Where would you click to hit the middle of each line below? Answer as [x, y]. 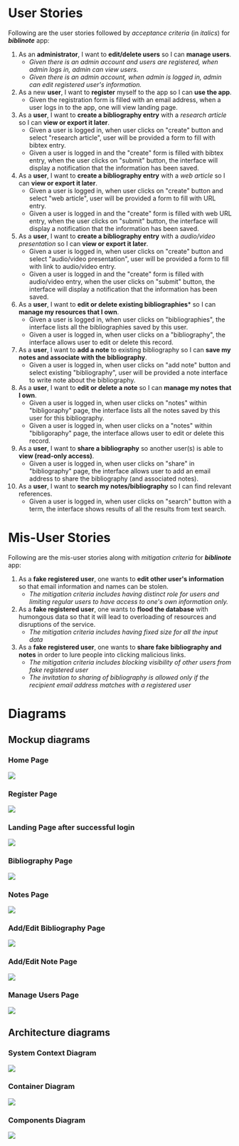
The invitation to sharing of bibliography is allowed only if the [119, 677]
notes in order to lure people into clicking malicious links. [102, 655]
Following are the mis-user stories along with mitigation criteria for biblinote [120, 557]
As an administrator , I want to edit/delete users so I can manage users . [125, 54]
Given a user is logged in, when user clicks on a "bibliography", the [127, 334]
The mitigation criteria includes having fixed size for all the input [123, 632]
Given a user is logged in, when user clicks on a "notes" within [121, 425]
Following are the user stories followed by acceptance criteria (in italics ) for [119, 33]
